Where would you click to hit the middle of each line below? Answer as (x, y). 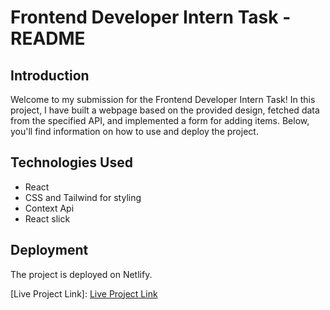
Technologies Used (71, 162)
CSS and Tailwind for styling (83, 197)
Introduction (50, 75)
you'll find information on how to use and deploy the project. (134, 131)
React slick (47, 218)
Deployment (49, 250)
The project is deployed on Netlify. (81, 274)
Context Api (49, 208)
